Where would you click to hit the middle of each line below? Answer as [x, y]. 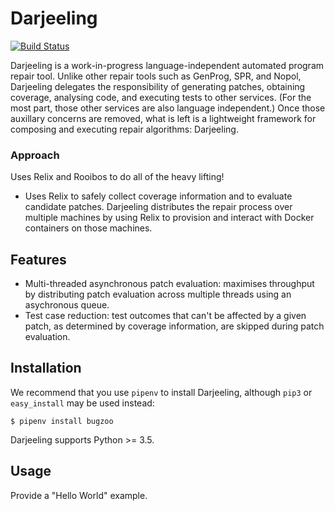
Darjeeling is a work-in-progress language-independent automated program [167, 65]
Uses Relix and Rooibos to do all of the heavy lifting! [117, 177]
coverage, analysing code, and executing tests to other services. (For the [161, 97]
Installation [46, 368]
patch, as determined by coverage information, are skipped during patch [174, 326]
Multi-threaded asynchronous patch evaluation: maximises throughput [169, 284]
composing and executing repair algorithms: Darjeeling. [124, 129]
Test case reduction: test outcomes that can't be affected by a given [165, 316]
